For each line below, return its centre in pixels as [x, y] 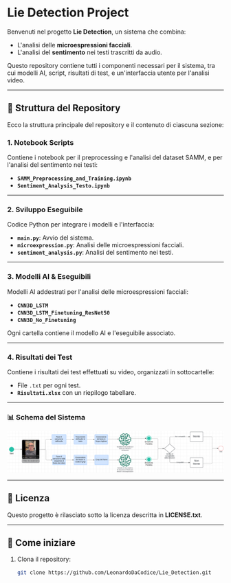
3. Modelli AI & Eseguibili [49, 277]
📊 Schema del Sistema [46, 417]
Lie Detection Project [68, 13]
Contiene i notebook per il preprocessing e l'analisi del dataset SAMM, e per [115, 158]
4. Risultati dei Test [40, 357]
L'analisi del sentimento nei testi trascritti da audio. [90, 52]
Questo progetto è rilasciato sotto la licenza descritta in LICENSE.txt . [105, 515]
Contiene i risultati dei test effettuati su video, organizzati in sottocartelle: [111, 371]
